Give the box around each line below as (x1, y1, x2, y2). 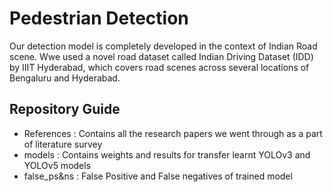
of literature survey (23, 138, 103, 150)
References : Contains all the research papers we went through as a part (23, 127, 323, 139)
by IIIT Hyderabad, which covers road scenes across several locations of (9, 61, 310, 73)
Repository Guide (9, 101, 121, 118)
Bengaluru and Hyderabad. (9, 72, 121, 84)
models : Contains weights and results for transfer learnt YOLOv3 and (23, 148, 311, 161)
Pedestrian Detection (9, 7, 189, 30)
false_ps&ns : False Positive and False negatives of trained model (23, 170, 293, 182)
